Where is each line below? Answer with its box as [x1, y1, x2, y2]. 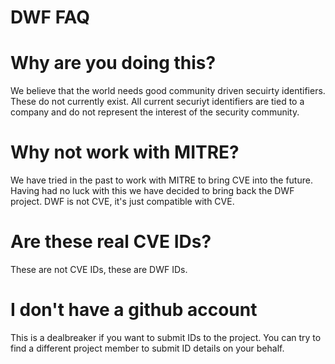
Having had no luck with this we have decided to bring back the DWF [10, 185, 295, 197]
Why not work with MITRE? [10, 141, 240, 164]
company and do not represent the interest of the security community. [10, 106, 300, 118]
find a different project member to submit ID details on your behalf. [10, 342, 285, 354]
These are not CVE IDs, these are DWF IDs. [10, 264, 188, 275]
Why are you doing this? [10, 52, 217, 75]
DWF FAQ [10, 6, 91, 29]
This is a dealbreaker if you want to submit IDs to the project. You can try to [10, 331, 322, 343]
